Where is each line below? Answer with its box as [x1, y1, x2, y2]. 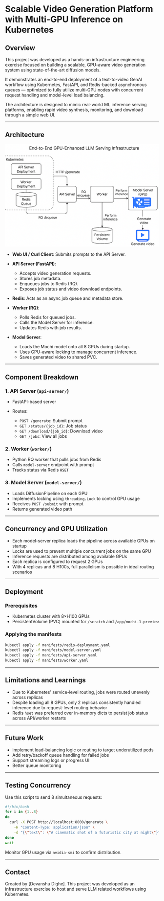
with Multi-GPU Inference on [5, 14, 123, 25]
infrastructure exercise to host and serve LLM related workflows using [5, 886, 146, 892]
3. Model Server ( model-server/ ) [5, 479, 82, 486]
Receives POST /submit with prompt [12, 500, 84, 507]
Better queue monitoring [12, 762, 61, 768]
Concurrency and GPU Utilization [5, 525, 108, 533]
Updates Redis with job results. [19, 325, 82, 331]
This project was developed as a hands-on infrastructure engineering [5, 57, 145, 62]
